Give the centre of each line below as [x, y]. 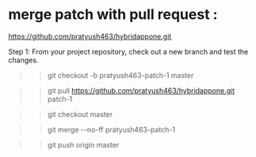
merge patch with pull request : [113, 15]
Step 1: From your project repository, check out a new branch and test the [128, 51]
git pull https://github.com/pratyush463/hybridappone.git [141, 90]
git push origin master [83, 144]
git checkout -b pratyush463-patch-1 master [120, 75]
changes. [23, 60]
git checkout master [80, 114]
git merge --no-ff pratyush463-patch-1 [111, 129]
